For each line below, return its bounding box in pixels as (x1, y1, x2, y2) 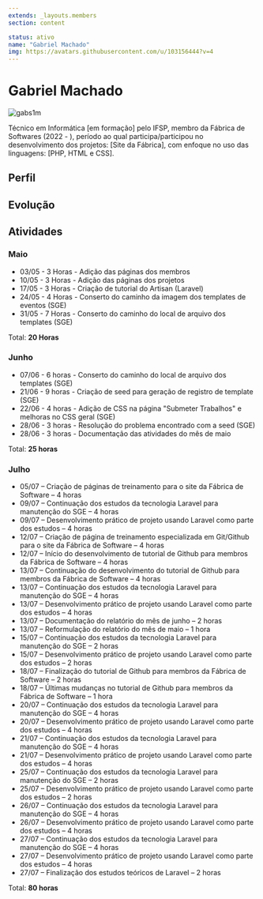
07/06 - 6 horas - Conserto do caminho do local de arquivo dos (19, 370, 227, 379)
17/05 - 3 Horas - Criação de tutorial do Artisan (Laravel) (19, 284, 204, 293)
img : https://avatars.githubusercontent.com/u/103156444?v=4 (8, 48, 214, 56)
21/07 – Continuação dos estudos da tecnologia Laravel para (19, 734, 217, 743)
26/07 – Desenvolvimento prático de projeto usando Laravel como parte (19, 818, 254, 827)
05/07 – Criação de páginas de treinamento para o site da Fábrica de (19, 482, 244, 491)
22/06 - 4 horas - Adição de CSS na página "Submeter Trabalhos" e (19, 404, 242, 413)
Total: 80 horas (8, 883, 58, 893)
